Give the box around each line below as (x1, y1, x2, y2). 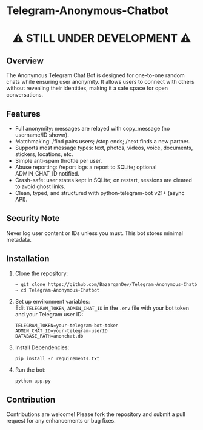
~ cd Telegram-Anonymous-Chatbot (15, 287, 100, 293)
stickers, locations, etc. (15, 151, 73, 158)
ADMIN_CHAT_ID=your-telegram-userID (15, 328, 108, 334)
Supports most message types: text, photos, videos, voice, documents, (15, 144, 193, 151)
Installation (6, 253, 50, 264)
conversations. (6, 91, 44, 98)
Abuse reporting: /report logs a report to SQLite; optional (15, 163, 157, 171)
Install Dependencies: (15, 344, 70, 351)
